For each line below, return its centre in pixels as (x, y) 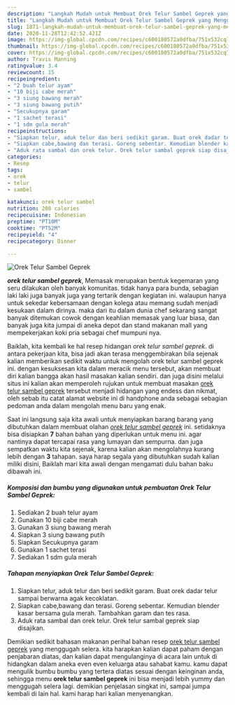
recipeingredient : (34, 79)
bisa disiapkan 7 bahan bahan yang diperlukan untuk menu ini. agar (105, 434)
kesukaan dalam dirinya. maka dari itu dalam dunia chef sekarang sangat (112, 310)
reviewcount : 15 (31, 72)
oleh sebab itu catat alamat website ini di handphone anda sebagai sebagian (117, 398)
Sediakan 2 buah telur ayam (57, 512)
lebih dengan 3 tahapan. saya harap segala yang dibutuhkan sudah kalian (113, 456)
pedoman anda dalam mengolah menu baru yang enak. (87, 406)
